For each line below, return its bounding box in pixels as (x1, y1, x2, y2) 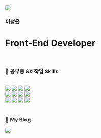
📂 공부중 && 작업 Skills (5, 68, 59, 75)
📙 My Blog (5, 116, 31, 123)
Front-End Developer (5, 38, 96, 49)
